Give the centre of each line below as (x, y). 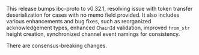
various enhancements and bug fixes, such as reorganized (79, 21)
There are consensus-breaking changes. (57, 45)
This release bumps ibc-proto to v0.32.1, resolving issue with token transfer (99, 9)
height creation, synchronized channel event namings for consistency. (93, 34)
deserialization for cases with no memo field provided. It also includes (93, 15)
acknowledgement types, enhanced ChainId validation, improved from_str (98, 27)
